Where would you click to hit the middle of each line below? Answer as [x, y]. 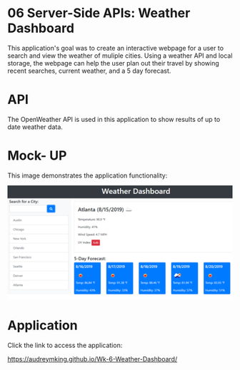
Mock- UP [37, 156]
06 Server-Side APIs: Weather [99, 13]
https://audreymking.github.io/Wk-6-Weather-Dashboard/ [92, 359]
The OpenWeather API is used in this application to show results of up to [114, 119]
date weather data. [35, 127]
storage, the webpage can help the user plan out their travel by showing [113, 63]
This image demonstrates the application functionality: [87, 175]
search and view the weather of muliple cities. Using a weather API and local [120, 56]
